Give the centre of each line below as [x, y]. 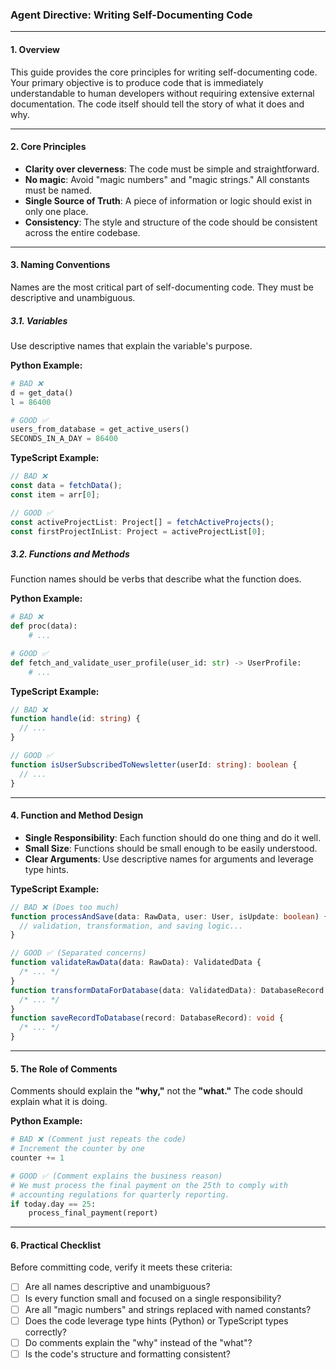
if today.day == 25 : [53, 1204]
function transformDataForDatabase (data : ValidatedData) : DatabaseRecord [167, 990]
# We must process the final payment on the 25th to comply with [149, 1185]
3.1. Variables [39, 320]
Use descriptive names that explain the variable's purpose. [131, 345]
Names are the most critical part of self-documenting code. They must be [162, 287]
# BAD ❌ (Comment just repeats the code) [98, 1139]
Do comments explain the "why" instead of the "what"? [138, 1342]
